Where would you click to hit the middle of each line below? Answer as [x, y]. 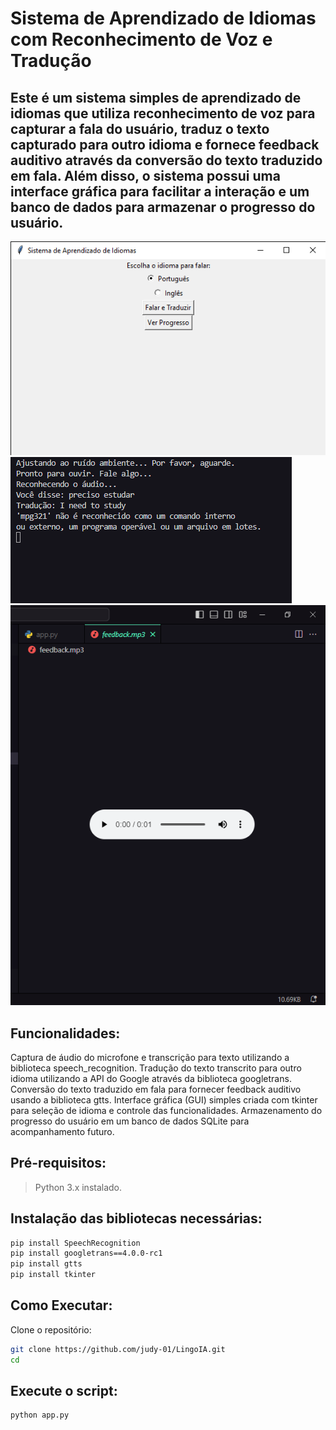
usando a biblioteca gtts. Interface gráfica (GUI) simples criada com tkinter [164, 1099]
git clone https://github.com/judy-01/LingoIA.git [118, 1349]
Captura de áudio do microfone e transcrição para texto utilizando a [150, 1057]
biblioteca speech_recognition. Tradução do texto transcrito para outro [156, 1068]
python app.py [40, 1415]
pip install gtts [46, 1264]
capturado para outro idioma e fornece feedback [165, 144]
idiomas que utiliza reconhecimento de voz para [163, 113]
